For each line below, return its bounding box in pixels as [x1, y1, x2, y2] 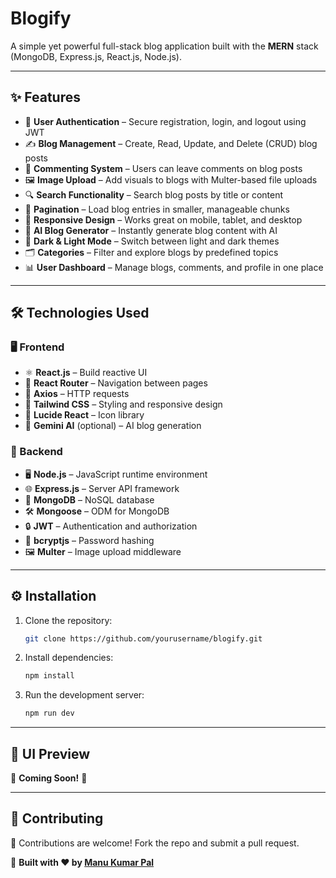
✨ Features [10, 89, 81, 106]
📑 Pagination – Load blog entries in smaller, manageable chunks [24, 203, 290, 215]
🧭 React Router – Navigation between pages [24, 377, 208, 389]
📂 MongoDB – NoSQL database [24, 493, 155, 506]
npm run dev [24, 708, 75, 719]
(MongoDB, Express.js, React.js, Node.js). [10, 50, 182, 62]
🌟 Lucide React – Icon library [24, 409, 145, 421]
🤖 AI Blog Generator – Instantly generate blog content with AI [24, 224, 278, 236]
